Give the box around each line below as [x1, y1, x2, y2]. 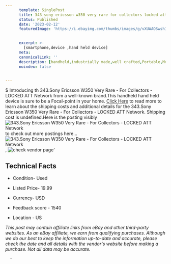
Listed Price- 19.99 [12, 184, 52, 191]
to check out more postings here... [5, 130, 78, 137]
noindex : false [18, 64, 51, 69]
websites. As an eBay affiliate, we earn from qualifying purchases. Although [5, 230, 165, 236]
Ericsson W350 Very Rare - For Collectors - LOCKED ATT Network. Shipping [5, 109, 165, 115]
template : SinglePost [18, 7, 65, 13]
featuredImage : [18, 27, 51, 32]
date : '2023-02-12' [18, 21, 60, 27]
